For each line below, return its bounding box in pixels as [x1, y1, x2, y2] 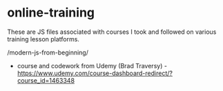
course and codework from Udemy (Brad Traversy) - [17, 61, 168, 70]
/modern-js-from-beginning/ [7, 48, 88, 57]
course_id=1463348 [17, 76, 75, 84]
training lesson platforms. [7, 34, 79, 43]
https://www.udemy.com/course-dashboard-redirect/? [17, 69, 173, 77]
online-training [7, 5, 95, 21]
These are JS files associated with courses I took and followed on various [7, 28, 217, 36]
